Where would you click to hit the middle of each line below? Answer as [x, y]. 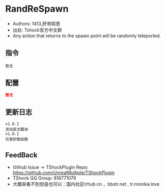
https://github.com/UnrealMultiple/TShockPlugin [63, 173]
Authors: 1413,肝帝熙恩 [36, 23]
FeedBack [21, 155]
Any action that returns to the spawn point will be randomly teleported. [87, 36]
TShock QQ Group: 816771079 [44, 178]
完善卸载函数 [17, 140]
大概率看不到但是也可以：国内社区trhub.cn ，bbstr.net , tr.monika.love [86, 184]
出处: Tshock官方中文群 [37, 30]
